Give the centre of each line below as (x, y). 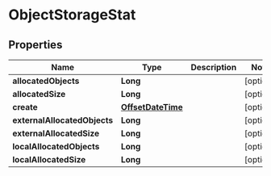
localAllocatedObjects (56, 147)
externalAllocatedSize (56, 133)
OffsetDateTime (152, 107)
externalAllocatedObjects (63, 120)
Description (214, 67)
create (25, 107)
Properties (35, 45)
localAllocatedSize (49, 159)
